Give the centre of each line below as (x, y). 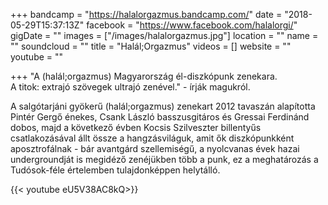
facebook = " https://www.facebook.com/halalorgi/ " (192, 25)
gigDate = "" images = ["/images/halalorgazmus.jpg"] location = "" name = (164, 35)
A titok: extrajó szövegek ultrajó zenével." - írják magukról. (130, 87)
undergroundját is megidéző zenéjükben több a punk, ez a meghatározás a (164, 159)
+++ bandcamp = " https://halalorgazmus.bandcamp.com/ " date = (146, 14)
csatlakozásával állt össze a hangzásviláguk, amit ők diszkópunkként (152, 138)
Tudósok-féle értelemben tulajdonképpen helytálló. (115, 170)
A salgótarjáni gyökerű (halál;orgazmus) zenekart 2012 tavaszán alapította (163, 106)
